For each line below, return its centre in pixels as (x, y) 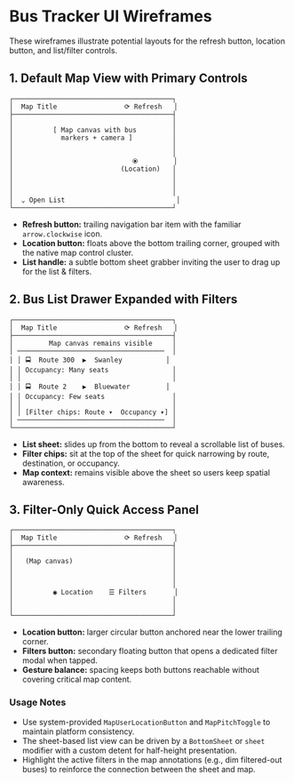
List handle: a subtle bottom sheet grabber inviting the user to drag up (151, 262)
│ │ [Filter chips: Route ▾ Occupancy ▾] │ (93, 412)
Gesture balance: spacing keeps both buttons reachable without (140, 670)
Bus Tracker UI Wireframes (111, 16)
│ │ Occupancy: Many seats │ (93, 370)
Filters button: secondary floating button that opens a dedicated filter (150, 651)
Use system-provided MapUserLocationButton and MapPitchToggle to (146, 722)
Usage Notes (38, 702)
